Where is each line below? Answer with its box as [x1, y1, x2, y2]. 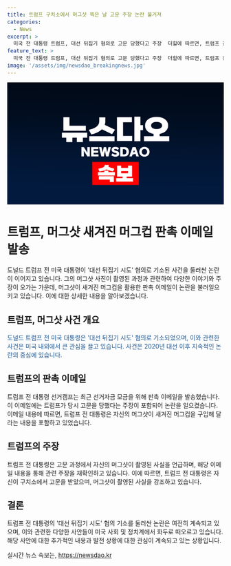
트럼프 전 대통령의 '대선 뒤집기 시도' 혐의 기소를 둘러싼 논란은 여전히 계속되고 [7, 519, 212, 527]
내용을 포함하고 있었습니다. [19, 418, 92, 427]
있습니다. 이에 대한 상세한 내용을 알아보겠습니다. [19, 292, 148, 300]
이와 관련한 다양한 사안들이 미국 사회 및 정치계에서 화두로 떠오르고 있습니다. [21, 528, 223, 536]
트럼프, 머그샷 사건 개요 [7, 314, 100, 326]
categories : [7, 18, 41, 26]
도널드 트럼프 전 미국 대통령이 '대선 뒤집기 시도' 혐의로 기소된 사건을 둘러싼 [7, 266, 207, 274]
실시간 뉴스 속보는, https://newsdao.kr [7, 551, 112, 559]
